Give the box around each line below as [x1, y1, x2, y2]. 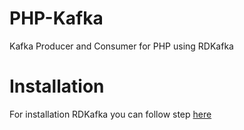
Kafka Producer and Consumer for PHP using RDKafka [9, 40, 234, 52]
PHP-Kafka [9, 7, 104, 30]
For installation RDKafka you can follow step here [9, 108, 212, 120]
